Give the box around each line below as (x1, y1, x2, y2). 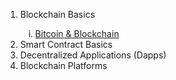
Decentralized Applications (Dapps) (19, 49, 167, 61)
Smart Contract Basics (19, 39, 113, 50)
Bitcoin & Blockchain (34, 28, 120, 39)
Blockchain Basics (19, 9, 96, 20)
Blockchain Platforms (19, 60, 108, 71)
